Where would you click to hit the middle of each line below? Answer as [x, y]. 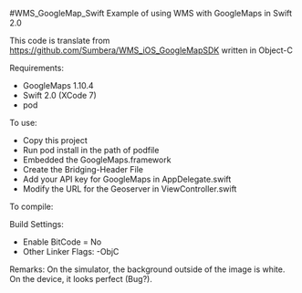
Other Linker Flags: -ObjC [71, 251]
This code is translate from [60, 41]
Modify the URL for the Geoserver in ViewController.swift [130, 189]
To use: [24, 123]
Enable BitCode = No [62, 242]
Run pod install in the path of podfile [91, 150]
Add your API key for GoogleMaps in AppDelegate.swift [127, 179]
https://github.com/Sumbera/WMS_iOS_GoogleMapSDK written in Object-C [151, 50]
